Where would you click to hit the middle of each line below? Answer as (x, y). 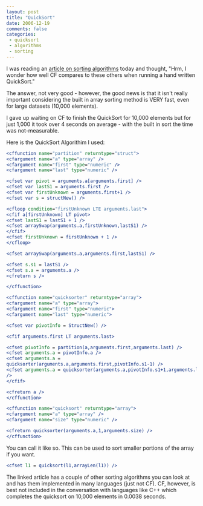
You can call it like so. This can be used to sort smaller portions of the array (100, 448)
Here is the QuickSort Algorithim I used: (56, 142)
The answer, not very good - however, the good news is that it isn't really (97, 93)
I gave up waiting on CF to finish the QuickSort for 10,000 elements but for (99, 117)
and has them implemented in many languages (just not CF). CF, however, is (101, 483)
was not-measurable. (33, 130)
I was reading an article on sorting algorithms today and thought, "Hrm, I (96, 68)
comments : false (27, 29)
